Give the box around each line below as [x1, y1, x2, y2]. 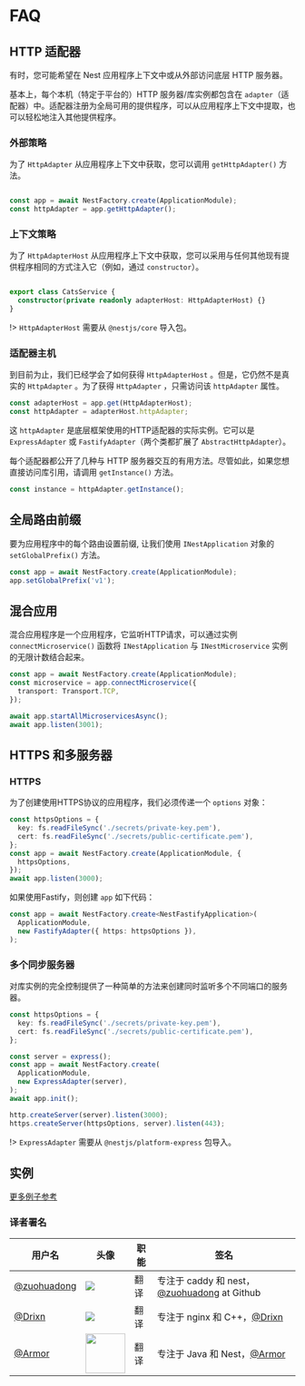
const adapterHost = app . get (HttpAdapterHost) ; [9, 398, 193, 408]
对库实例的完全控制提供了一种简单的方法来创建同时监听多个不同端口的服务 [9, 981, 288, 991]
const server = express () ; [9, 1052, 112, 1061]
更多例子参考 [9, 1191, 57, 1203]
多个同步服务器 [9, 958, 75, 971]
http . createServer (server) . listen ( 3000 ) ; [9, 1110, 169, 1119]
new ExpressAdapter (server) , [17, 1077, 128, 1086]
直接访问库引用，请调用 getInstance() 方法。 [9, 467, 179, 477]
